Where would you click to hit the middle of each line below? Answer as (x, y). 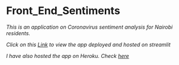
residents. (18, 33)
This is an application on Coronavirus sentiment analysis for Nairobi (89, 27)
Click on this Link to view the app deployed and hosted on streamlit (88, 45)
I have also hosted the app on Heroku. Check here (68, 56)
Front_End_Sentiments (63, 11)
